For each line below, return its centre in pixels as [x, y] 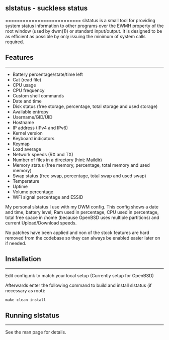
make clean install [26, 300]
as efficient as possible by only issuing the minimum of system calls [75, 36]
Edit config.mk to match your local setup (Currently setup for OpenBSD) [80, 276]
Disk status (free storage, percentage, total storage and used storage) [85, 106]
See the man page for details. [36, 332]
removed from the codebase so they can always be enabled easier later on [83, 238]
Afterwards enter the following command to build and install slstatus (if [78, 285]
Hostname [23, 122]
